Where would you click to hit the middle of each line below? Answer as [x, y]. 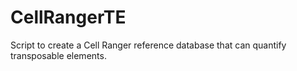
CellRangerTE [68, 17]
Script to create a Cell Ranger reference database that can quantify [148, 45]
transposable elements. [58, 55]
